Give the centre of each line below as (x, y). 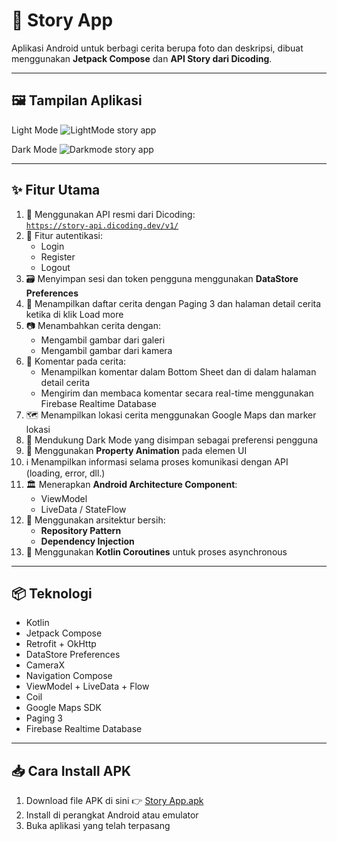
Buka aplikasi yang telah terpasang (98, 826)
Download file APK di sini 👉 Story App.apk (114, 801)
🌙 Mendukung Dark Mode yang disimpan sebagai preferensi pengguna (172, 440)
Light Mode (35, 130)
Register (58, 256)
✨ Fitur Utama (56, 190)
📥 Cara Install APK (71, 770)
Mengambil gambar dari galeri (103, 340)
